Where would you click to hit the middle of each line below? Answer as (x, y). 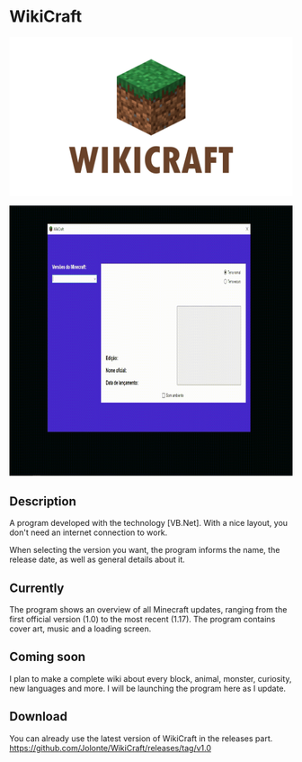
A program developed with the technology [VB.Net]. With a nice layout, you (149, 523)
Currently (37, 588)
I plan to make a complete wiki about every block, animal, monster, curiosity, (151, 678)
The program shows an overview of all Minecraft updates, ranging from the (148, 610)
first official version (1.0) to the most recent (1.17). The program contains (142, 620)
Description (43, 501)
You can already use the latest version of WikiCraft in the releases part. (141, 738)
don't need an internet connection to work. (89, 532)
